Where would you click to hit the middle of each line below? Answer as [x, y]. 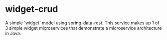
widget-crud [32, 9]
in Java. [13, 33]
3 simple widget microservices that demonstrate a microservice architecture [83, 28]
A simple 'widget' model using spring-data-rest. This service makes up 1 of [82, 23]
